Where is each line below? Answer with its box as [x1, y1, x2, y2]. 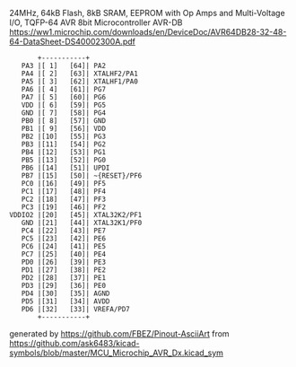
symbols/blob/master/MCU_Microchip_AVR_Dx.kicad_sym [9, 347, 224, 358]
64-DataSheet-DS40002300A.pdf [9, 36, 136, 47]
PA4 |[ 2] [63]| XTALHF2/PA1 [21, 69, 139, 78]
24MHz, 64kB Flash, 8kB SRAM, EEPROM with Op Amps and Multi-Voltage [9, 8, 285, 18]
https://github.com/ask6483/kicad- [9, 338, 141, 348]
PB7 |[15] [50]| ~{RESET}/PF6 [21, 171, 143, 180]
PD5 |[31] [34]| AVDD [21, 297, 110, 306]
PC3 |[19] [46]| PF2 [21, 203, 106, 212]
